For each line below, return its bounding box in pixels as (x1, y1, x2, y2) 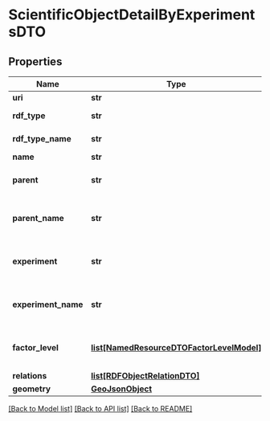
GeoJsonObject (91, 383, 153, 394)
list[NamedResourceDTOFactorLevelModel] (91, 342, 262, 353)
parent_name (12, 213, 64, 223)
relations (12, 370, 47, 381)
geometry (12, 383, 51, 394)
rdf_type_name (12, 133, 72, 144)
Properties (8, 55, 63, 68)
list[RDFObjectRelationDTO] (91, 370, 200, 381)
